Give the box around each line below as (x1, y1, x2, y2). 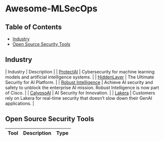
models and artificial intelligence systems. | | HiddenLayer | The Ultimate (5, 74, 155, 80)
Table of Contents (5, 23, 62, 31)
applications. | (5, 100, 34, 106)
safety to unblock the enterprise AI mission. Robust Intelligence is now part (5, 84, 160, 90)
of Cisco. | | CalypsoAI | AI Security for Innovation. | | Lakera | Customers (5, 90, 156, 96)
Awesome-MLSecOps (5, 3, 98, 14)
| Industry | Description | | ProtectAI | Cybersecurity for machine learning (5, 69, 155, 74)
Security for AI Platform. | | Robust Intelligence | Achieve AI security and (5, 79, 153, 85)
